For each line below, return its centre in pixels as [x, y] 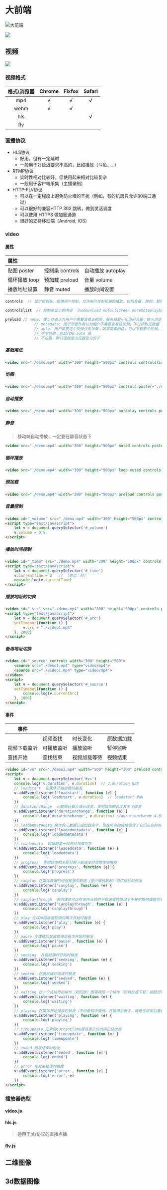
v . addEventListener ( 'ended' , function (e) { [61, 1053]
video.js [14, 1111]
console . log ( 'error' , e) [49, 1076]
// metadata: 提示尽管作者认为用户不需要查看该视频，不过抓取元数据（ [98, 324]
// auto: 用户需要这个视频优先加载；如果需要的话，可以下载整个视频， [98, 329]
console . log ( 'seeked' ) [46, 983]
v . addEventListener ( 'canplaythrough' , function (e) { [71, 904]
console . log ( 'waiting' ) [47, 1001]
